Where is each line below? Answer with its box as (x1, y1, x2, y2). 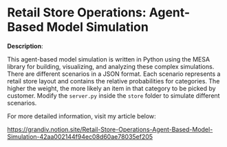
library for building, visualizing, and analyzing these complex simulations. (7, 62, 215, 70)
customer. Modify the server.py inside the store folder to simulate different (7, 91, 220, 100)
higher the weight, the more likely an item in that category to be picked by (7, 84, 216, 92)
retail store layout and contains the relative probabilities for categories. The (7, 77, 220, 85)
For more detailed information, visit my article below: (7, 111, 156, 120)
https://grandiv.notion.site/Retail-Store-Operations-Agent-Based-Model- (7, 125, 213, 133)
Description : (7, 42, 43, 50)
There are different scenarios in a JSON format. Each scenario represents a (7, 70, 221, 78)
